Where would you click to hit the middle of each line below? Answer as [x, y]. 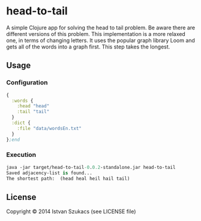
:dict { [21, 123]
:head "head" [33, 106]
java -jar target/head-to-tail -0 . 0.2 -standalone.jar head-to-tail [91, 167]
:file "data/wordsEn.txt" [49, 128]
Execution [21, 155]
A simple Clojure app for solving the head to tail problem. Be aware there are [101, 28]
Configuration [27, 83]
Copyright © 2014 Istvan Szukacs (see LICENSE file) [71, 211]
